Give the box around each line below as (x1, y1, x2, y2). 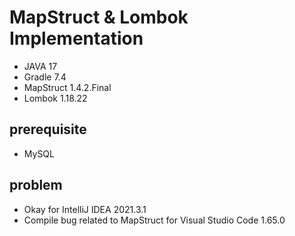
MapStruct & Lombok (9, 6, 189, 29)
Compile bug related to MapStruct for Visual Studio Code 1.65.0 (23, 214, 286, 226)
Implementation (9, 27, 144, 50)
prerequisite (9, 121, 87, 138)
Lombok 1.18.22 (23, 92, 88, 104)
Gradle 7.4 (23, 71, 67, 83)
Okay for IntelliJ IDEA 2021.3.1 (23, 203, 147, 215)
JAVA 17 (23, 60, 58, 72)
